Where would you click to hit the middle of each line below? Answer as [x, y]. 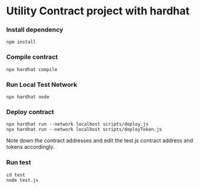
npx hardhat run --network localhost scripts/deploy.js [77, 124]
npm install [21, 42]
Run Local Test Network [42, 84]
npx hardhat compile [32, 69]
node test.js [22, 180]
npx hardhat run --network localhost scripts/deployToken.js [84, 130]
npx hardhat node [28, 97]
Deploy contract [30, 112]
